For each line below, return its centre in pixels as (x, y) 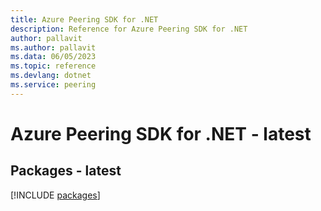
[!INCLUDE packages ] (55, 195)
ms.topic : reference (53, 66)
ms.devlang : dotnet (51, 76)
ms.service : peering (53, 85)
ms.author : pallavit (53, 47)
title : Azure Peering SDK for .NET (84, 19)
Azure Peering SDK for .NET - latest (161, 133)
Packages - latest (66, 171)
